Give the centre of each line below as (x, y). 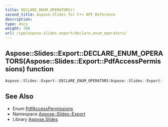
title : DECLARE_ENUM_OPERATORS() (40, 10)
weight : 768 (18, 29)
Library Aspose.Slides (35, 119)
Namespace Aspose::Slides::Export (49, 114)
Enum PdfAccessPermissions (43, 108)
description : (19, 19)
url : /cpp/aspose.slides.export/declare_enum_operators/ (66, 33)
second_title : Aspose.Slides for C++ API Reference (60, 15)
